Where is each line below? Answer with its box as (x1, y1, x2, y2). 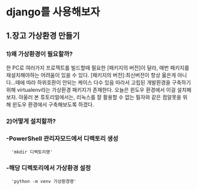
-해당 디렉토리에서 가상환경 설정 (6, 164, 91, 172)
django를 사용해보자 (6, 5, 100, 19)
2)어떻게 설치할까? (6, 117, 56, 125)
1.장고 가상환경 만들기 (6, 31, 80, 41)
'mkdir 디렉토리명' (11, 149, 53, 155)
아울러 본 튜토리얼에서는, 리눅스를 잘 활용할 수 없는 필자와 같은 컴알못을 (18, 94, 182, 101)
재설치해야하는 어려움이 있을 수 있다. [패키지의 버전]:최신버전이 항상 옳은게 (6, 71, 176, 78)
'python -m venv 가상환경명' (11, 179, 76, 185)
